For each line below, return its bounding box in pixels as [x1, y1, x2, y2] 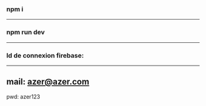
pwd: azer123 [6, 93, 40, 100]
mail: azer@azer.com [6, 77, 90, 87]
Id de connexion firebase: [6, 51, 84, 59]
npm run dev [6, 28, 45, 37]
